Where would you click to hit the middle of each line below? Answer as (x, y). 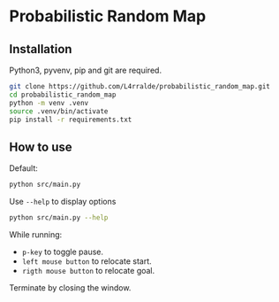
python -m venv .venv (49, 103)
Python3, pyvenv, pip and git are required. (85, 70)
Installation (41, 49)
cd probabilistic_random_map (63, 95)
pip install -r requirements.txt (71, 120)
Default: (23, 168)
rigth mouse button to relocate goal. (88, 270)
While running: (36, 234)
